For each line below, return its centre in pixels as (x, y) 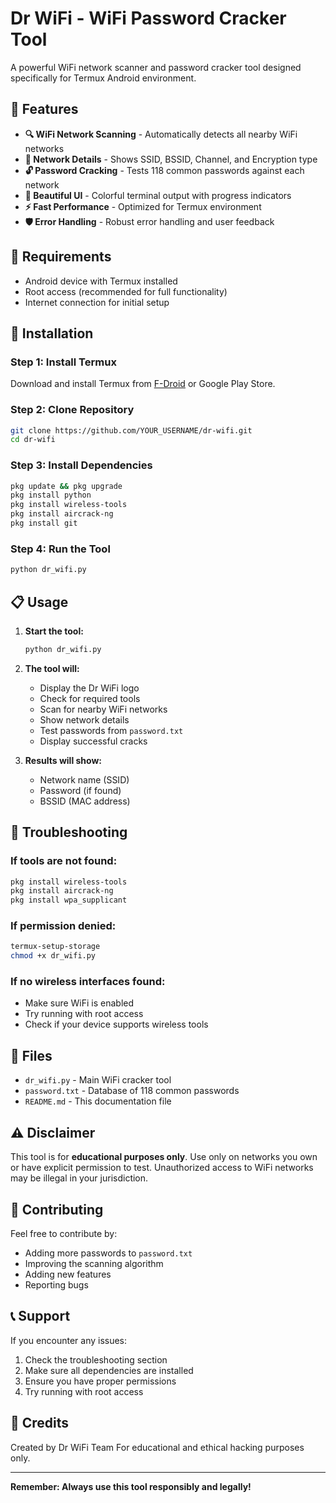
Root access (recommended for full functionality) (126, 291)
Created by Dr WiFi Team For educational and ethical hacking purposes (157, 1447)
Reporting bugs (56, 1284)
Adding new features (68, 1274)
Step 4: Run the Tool (60, 549)
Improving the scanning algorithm (94, 1263)
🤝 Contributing (57, 1209)
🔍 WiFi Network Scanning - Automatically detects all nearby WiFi (161, 134)
